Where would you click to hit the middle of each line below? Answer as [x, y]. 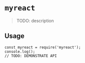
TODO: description [35, 21]
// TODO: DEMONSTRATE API [31, 56]
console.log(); [20, 52]
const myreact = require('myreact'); [43, 47]
